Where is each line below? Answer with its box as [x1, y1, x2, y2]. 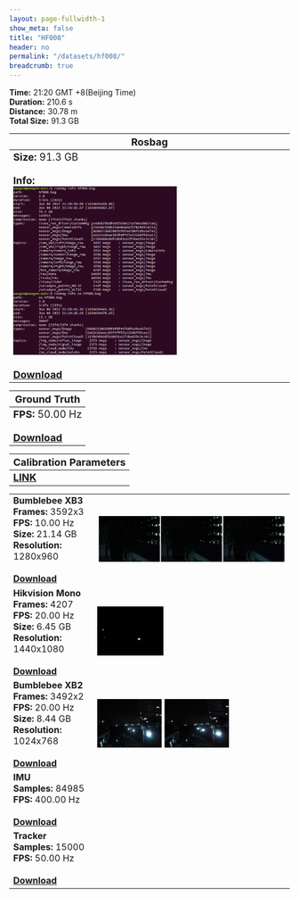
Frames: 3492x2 [12, 690, 85, 703]
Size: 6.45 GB [12, 620, 71, 633]
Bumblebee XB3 [12, 495, 84, 507]
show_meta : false [9, 23, 74, 33]
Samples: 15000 [12, 841, 85, 853]
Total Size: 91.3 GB [9, 116, 80, 126]
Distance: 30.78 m [9, 106, 78, 116]
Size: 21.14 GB [12, 528, 77, 540]
